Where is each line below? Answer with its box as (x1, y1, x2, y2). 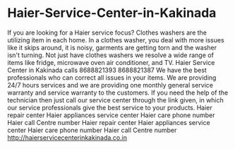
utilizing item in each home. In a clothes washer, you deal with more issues (7, 35, 224, 44)
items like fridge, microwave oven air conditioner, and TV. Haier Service (7, 58, 215, 66)
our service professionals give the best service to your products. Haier (7, 103, 213, 112)
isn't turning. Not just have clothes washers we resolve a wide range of (7, 51, 214, 59)
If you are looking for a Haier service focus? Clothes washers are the (7, 28, 207, 37)
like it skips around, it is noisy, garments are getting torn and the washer (7, 43, 217, 52)
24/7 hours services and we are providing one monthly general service (7, 81, 214, 89)
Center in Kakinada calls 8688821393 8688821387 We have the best (7, 66, 207, 74)
